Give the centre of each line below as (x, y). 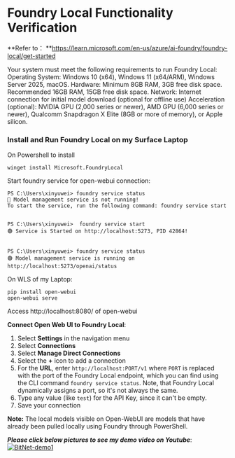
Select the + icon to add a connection (71, 361)
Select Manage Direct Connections (69, 353)
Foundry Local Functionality (90, 13)
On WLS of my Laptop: (40, 279)
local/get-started (31, 56)
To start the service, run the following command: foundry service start (117, 206)
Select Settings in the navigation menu (73, 338)
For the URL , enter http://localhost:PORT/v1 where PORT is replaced (116, 368)
